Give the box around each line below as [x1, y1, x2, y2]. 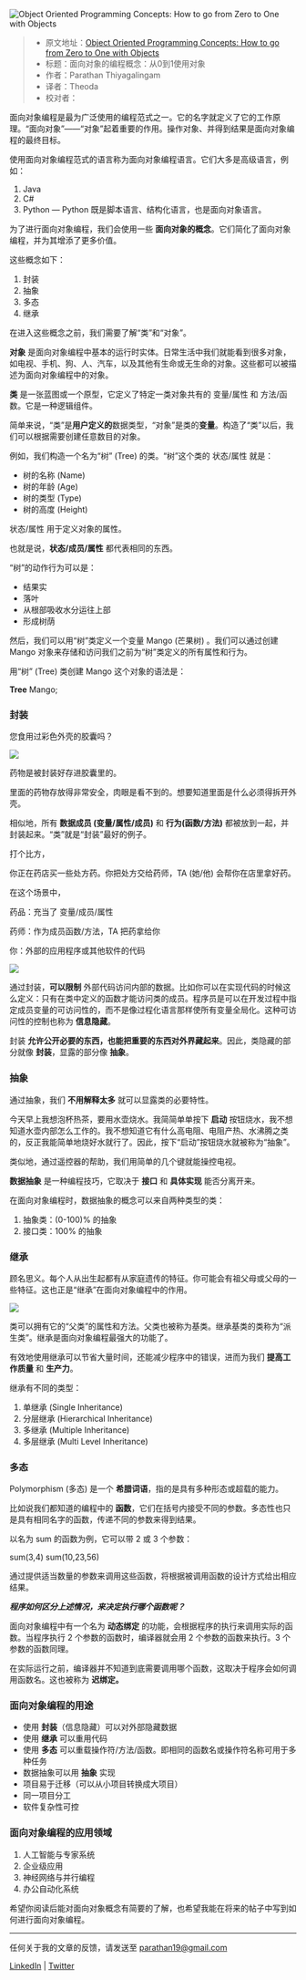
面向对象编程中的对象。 [25, 369, 114, 380]
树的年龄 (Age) [22, 482, 79, 492]
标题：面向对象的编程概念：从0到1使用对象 [45, 58, 207, 68]
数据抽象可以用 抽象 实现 [22, 1767, 116, 1778]
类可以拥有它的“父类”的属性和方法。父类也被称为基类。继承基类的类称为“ [9, 1321, 284, 1332]
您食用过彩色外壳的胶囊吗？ [9, 731, 114, 742]
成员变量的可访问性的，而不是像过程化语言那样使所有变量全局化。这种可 [16, 1004, 289, 1016]
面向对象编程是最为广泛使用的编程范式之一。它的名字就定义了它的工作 [9, 112, 273, 122]
